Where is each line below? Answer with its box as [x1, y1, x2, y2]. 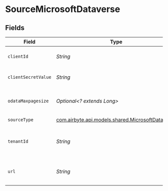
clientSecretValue [7, 74, 51, 80]
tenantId [7, 139, 28, 144]
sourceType [7, 117, 33, 122]
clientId [7, 54, 28, 59]
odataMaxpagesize [7, 98, 49, 104]
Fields [5, 24, 25, 32]
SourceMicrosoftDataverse [5, 4, 120, 15]
